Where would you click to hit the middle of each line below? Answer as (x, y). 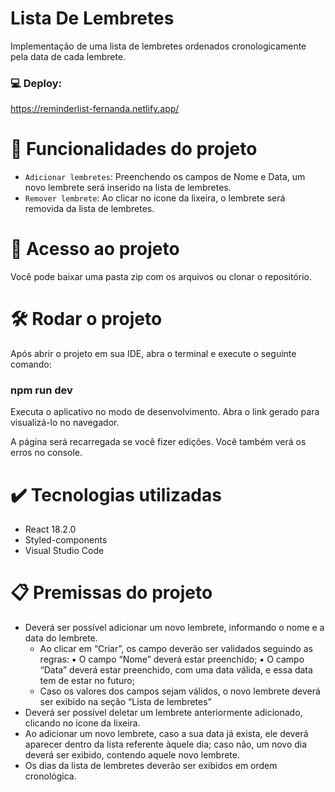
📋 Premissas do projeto (111, 593)
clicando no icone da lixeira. (82, 723)
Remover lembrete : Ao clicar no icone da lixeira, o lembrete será (155, 198)
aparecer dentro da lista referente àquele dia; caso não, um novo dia (166, 744)
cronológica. (50, 776)
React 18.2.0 (50, 529)
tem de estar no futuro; (87, 681)
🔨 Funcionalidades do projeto (134, 149)
